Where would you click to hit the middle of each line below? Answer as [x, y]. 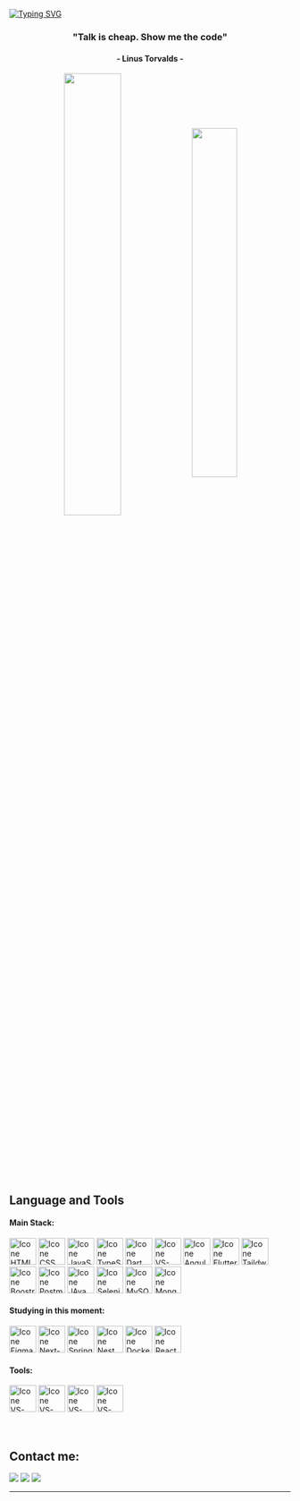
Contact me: [45, 1456]
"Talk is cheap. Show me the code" [150, 37]
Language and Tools [67, 1200]
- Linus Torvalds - [150, 58]
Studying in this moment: [57, 1310]
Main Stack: [32, 1223]
